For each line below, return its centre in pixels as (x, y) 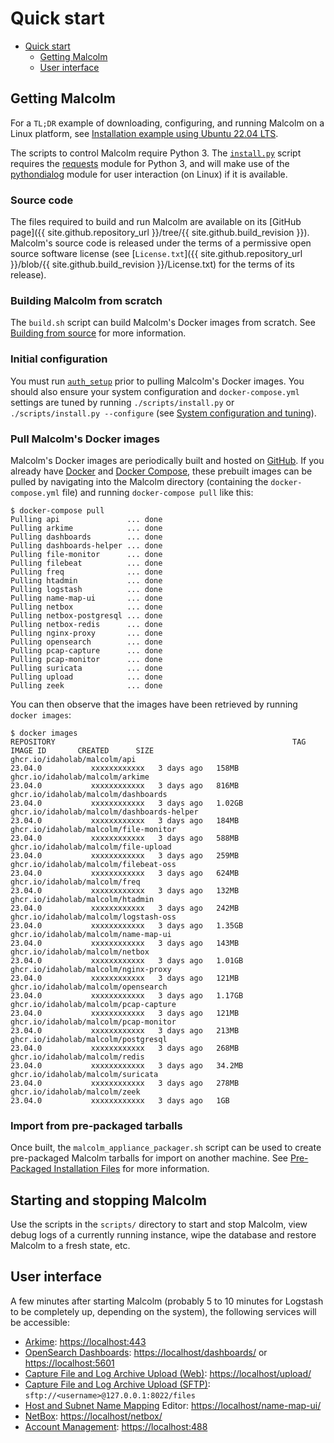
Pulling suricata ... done (86, 668)
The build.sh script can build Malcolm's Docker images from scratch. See (163, 323)
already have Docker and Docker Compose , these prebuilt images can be (161, 471)
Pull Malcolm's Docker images (85, 439)
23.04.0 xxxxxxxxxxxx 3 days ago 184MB (125, 820)
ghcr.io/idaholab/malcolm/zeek (75, 1092)
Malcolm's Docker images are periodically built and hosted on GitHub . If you (167, 460)
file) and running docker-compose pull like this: (157, 492)
